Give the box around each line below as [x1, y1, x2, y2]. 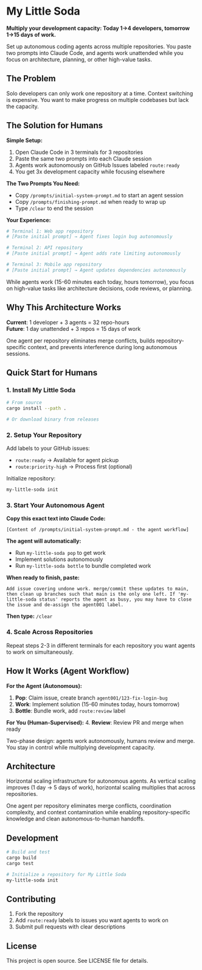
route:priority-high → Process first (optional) [15, 463, 133, 471]
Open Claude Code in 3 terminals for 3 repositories [15, 148, 144, 156]
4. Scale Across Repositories [6, 628, 93, 636]
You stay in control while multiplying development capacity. [6, 744, 155, 751]
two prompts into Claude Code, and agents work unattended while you [6, 49, 184, 56]
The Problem [6, 73, 56, 84]
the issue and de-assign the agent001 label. [6, 602, 124, 608]
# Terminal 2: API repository [6, 245, 83, 251]
